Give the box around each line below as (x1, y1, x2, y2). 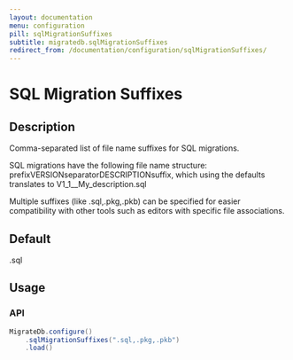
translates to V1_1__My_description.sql (9, 179, 147, 190)
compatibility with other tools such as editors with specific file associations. (9, 206, 285, 216)
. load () (25, 343, 53, 353)
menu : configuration (9, 21, 86, 30)
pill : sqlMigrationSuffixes (9, 29, 113, 38)
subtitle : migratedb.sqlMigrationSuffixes (9, 37, 168, 47)
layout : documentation (9, 12, 93, 22)
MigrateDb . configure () (9, 327, 93, 336)
